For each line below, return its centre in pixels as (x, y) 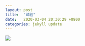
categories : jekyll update (34, 24)
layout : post (19, 10)
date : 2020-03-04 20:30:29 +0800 (43, 19)
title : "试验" (20, 15)
